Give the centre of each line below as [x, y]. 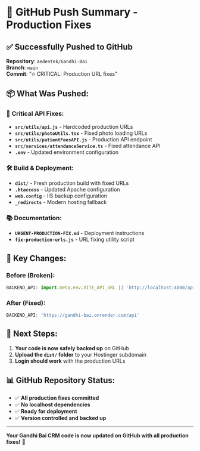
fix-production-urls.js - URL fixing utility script [75, 240]
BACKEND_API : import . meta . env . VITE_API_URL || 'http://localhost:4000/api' [102, 288]
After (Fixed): [26, 302]
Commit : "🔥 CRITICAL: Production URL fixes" [62, 74]
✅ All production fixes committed [57, 398]
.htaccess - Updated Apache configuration [67, 189]
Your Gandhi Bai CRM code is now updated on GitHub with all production [98, 435]
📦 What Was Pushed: [48, 94]
